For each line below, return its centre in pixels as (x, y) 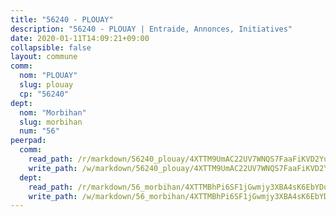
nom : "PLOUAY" (48, 76)
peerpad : (28, 141)
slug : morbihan (51, 122)
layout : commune (44, 57)
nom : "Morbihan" (53, 112)
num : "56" (39, 131)
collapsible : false (51, 47)
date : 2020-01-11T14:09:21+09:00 (80, 38)
